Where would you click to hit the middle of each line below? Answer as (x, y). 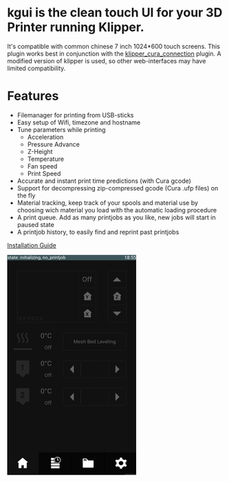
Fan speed (42, 166)
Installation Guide (32, 245)
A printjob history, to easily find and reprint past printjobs (98, 232)
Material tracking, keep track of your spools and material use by (107, 202)
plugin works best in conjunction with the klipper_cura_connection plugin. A (114, 54)
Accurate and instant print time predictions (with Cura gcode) (104, 181)
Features (33, 96)
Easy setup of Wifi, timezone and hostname (79, 122)
